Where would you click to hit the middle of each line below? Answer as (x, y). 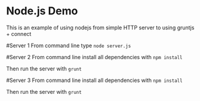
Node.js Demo (42, 11)
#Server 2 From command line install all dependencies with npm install (95, 57)
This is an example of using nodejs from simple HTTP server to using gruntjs (100, 27)
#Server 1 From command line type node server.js (69, 45)
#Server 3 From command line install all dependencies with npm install (95, 80)
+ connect (19, 33)
